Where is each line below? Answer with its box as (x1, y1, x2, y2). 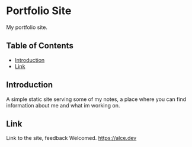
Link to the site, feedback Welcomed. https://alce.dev (6, 135, 137, 142)
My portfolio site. (6, 24, 47, 31)
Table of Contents (6, 41, 74, 51)
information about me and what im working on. (6, 102, 120, 109)
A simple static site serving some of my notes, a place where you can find (6, 96, 187, 103)
